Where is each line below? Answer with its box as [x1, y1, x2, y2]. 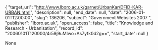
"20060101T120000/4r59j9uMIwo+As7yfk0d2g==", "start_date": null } [5, 31, 149, 36]
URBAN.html [5, 9, 31, 15]
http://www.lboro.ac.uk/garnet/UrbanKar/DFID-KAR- [36, 4, 144, 10]
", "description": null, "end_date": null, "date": [30, 9, 123, 15]
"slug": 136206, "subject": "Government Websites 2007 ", [34, 15, 152, 20]
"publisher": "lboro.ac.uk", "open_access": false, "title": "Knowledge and [5, 20, 154, 26]
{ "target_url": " [5, 4, 36, 10]
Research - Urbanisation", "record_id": [5, 25, 84, 31]
